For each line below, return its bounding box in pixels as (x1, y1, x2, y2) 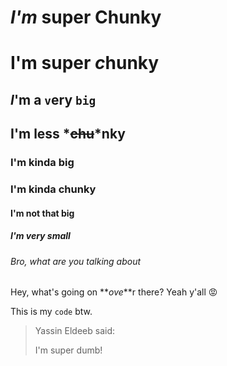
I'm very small (10, 230, 71, 242)
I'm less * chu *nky (10, 126, 126, 143)
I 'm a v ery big (10, 91, 97, 108)
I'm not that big (10, 207, 75, 219)
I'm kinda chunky (10, 182, 97, 196)
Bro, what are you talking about (10, 255, 142, 267)
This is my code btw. (10, 306, 93, 318)
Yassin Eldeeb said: (34, 325, 116, 337)
